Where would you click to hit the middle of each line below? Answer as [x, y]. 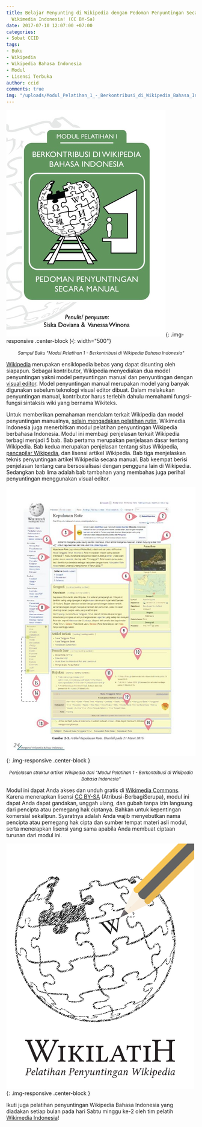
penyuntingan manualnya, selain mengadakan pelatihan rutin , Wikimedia [96, 421]
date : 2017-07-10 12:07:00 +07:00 [50, 25]
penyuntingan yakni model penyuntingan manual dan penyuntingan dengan [100, 377]
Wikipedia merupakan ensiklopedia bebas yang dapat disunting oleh [91, 364]
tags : [13, 45]
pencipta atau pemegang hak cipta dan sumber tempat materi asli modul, [97, 822]
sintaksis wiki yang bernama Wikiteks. [70, 403]
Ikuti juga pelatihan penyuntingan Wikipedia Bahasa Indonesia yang [90, 1105]
